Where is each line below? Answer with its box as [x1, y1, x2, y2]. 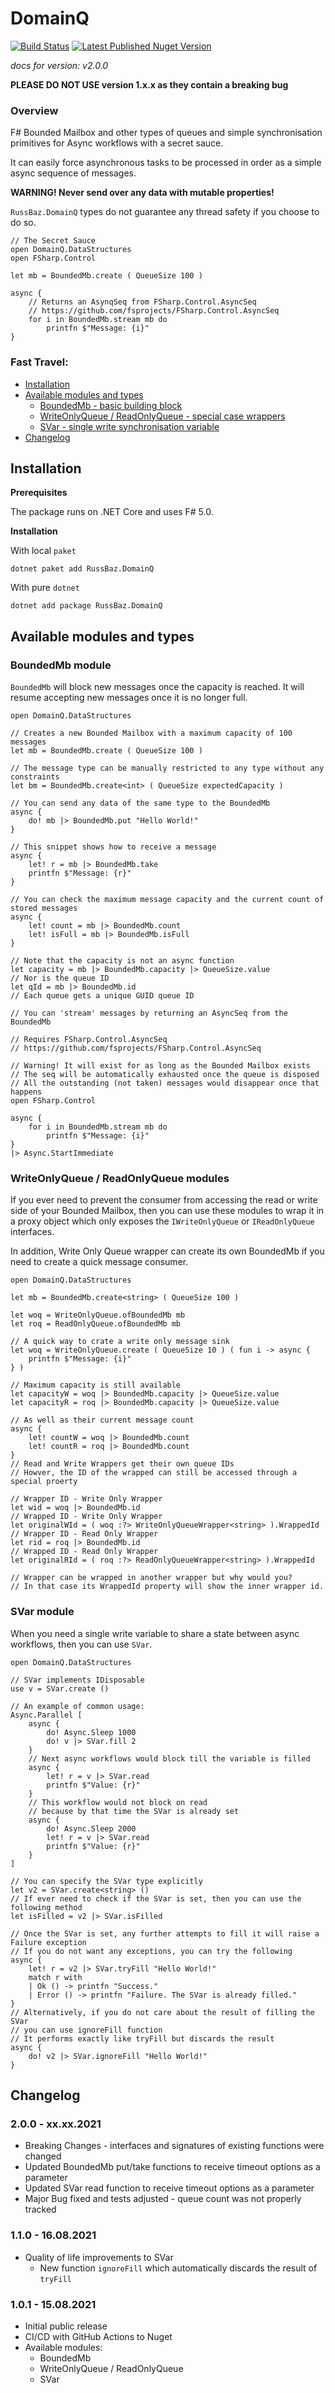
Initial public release [24, 2320, 108, 2332]
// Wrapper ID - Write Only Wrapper [10, 1494, 163, 1504]
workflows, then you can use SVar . [10, 1638, 153, 1650]
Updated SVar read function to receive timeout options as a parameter [24, 2182, 315, 2194]
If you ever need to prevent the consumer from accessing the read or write [10, 1194, 318, 1206]
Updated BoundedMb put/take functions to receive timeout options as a [24, 2161, 321, 2173]
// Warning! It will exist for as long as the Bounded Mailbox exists [10, 1061, 311, 1071]
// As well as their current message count [10, 1415, 195, 1426]
